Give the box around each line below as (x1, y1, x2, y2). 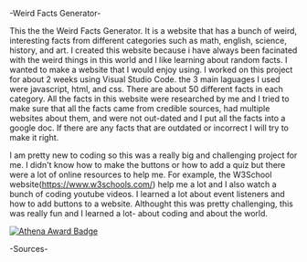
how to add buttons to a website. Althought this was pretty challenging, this (9, 198, 294, 209)
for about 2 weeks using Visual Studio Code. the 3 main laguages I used (9, 74, 281, 85)
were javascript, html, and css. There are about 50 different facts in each (9, 84, 283, 94)
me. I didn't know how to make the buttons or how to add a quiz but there (9, 160, 286, 170)
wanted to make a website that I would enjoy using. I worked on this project (9, 64, 293, 75)
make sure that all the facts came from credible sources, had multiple (9, 103, 270, 113)
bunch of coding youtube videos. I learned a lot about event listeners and (9, 189, 285, 199)
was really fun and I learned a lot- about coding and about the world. (9, 208, 268, 218)
